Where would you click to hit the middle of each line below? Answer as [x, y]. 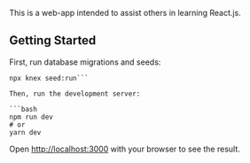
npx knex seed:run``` [49, 78]
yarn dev [25, 132]
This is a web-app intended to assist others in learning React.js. [125, 13]
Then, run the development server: [75, 93]
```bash [23, 109]
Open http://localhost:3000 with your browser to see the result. [125, 149]
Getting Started [53, 40]
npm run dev [31, 117]
